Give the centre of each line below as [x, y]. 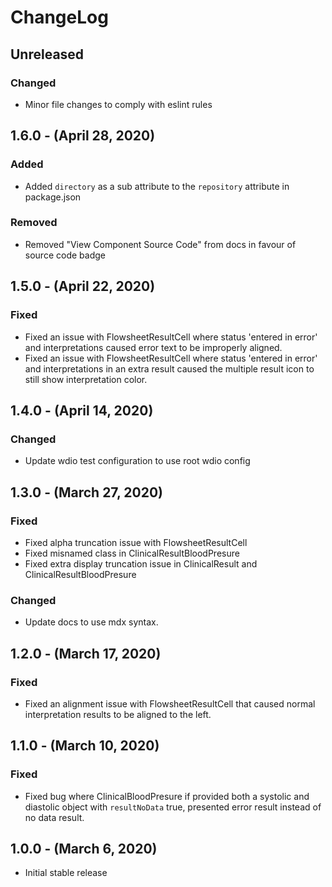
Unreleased [47, 54]
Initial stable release [66, 873]
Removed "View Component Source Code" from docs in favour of [160, 244]
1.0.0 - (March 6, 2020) [84, 848]
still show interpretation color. [86, 379]
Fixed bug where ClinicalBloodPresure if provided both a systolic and [167, 796]
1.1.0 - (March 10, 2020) [85, 746]
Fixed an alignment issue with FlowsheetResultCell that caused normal [170, 703]
